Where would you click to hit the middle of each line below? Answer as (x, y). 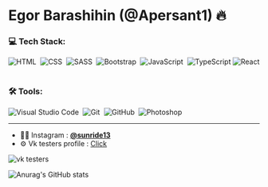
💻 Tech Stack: (37, 42)
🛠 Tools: (26, 92)
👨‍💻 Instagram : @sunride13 (65, 135)
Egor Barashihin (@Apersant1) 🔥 (117, 16)
